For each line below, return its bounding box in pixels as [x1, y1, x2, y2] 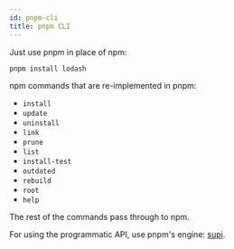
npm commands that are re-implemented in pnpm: [9, 81, 197, 91]
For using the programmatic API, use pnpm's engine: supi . [9, 229, 226, 240]
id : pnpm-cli [9, 13, 59, 23]
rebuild [22, 177, 51, 186]
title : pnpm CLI [9, 22, 70, 31]
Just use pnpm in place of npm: [9, 46, 127, 57]
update [22, 110, 48, 119]
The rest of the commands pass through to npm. [9, 212, 190, 223]
